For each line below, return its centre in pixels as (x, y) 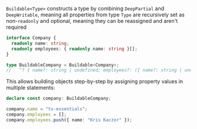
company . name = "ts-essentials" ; (47, 109)
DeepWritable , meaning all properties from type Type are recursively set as (95, 15)
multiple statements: (31, 88)
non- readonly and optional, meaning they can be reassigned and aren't (92, 21)
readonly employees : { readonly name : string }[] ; (74, 49)
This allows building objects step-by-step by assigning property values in (95, 82)
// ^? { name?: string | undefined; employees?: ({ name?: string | (94, 70)
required (16, 27)
